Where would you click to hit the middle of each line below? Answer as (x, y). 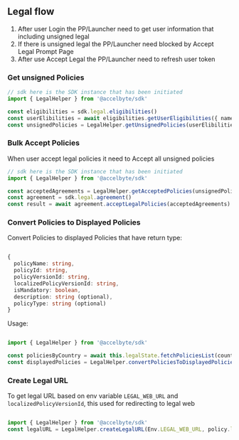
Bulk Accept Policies (44, 143)
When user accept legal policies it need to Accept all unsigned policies (111, 159)
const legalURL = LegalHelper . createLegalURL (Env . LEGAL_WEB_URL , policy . (119, 429)
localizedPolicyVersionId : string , (67, 284)
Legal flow (31, 12)
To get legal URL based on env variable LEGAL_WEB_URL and (93, 396)
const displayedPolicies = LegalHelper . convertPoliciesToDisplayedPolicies (122, 363)
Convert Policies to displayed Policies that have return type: (95, 238)
